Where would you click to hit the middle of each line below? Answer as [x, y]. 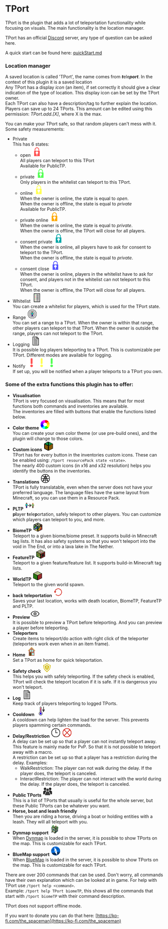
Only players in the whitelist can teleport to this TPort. [75, 182]
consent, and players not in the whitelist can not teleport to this [85, 280]
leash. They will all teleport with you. [50, 822]
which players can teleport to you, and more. [59, 519]
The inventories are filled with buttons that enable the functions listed [84, 411]
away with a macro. [33, 752]
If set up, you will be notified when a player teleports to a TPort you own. [88, 372]
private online [34, 220]
